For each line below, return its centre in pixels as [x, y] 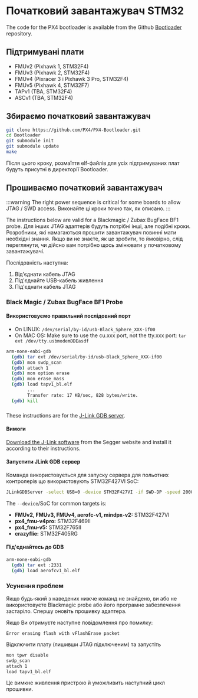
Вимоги [16, 429]
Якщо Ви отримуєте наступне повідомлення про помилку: [80, 622]
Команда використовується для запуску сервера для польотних [88, 475]
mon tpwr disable [27, 655]
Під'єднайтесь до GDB [35, 547]
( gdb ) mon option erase [40, 373]
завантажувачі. [25, 251]
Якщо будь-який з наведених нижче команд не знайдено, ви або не [92, 598]
